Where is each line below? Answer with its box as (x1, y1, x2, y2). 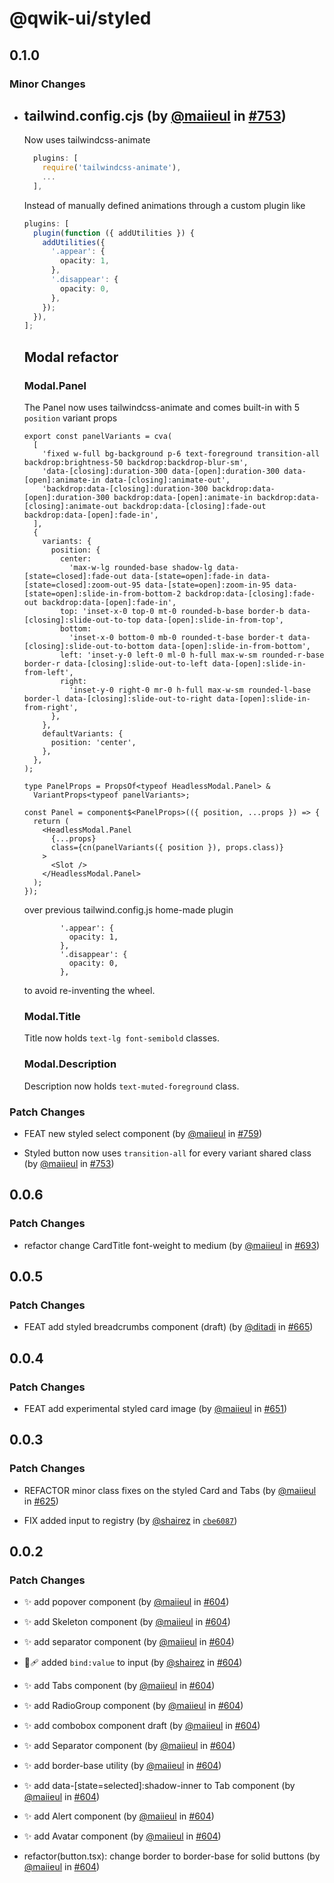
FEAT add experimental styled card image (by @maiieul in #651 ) (23, 1402, 288, 1414)
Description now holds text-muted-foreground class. (23, 1080, 240, 1092)
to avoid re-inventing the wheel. (23, 985, 156, 996)
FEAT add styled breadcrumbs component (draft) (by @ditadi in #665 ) (23, 1321, 314, 1333)
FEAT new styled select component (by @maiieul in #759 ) (23, 1127, 262, 1139)
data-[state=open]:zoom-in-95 (145, 580, 271, 590)
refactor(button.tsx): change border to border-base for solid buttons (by (23, 1850, 321, 1862)
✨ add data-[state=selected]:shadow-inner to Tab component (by (23, 1780, 296, 1792)
